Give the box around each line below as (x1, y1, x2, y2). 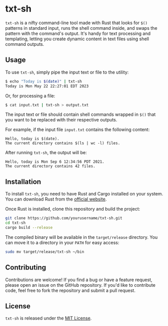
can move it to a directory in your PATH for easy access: (5, 239, 120, 245)
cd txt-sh (5, 220, 26, 226)
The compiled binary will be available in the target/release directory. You (5, 234, 158, 240)
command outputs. (5, 41, 44, 47)
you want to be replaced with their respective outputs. (5, 117, 117, 123)
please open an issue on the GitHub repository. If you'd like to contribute (5, 282, 156, 288)
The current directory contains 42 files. (5, 164, 96, 169)
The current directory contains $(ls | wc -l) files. (5, 141, 121, 146)
